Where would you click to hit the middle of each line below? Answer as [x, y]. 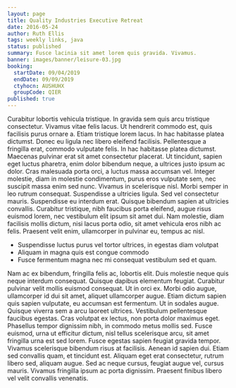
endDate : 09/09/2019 [44, 79]
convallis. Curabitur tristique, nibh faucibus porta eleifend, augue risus [109, 209]
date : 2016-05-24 [33, 27]
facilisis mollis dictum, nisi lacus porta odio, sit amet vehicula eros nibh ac [114, 224]
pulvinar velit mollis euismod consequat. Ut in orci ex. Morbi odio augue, [112, 288]
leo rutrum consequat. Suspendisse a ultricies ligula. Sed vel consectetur [113, 194]
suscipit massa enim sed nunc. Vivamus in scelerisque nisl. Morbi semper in [118, 186]
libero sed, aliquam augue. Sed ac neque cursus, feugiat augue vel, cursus [116, 363]
